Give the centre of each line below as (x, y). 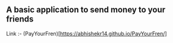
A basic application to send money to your (86, 10)
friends (20, 19)
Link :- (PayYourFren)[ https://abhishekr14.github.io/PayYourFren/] (87, 33)
